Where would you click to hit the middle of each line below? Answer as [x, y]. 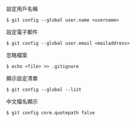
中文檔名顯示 [22, 101]
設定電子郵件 [22, 32]
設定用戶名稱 [22, 9]
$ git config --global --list [44, 90]
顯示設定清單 [22, 78]
